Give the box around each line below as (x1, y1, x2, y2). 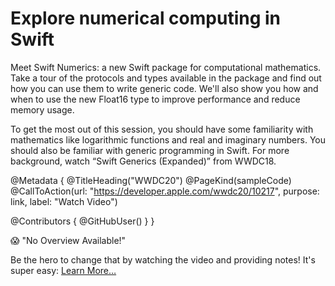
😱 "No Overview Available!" (10, 234, 127, 246)
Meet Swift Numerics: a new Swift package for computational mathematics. (10, 61, 322, 73)
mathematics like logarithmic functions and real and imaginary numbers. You (10, 133, 326, 146)
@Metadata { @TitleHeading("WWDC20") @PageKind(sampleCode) (10, 174, 292, 186)
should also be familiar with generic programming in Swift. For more (10, 144, 290, 156)
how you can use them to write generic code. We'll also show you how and (10, 82, 319, 94)
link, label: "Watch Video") (10, 195, 118, 207)
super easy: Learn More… (10, 264, 117, 276)
